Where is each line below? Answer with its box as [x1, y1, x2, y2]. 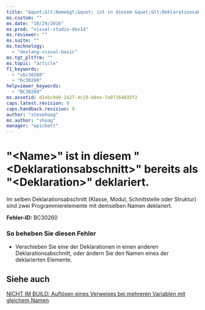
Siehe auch [6, 274, 50, 284]
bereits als [144, 162, 198, 176]
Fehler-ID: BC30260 [6, 214, 58, 221]
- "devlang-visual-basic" [12, 49, 78, 55]
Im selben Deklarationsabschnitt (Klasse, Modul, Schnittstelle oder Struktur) [6, 195, 197, 203]
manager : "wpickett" [6, 123, 59, 129]
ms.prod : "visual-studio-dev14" [6, 26, 88, 32]
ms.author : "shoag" [6, 117, 56, 123]
